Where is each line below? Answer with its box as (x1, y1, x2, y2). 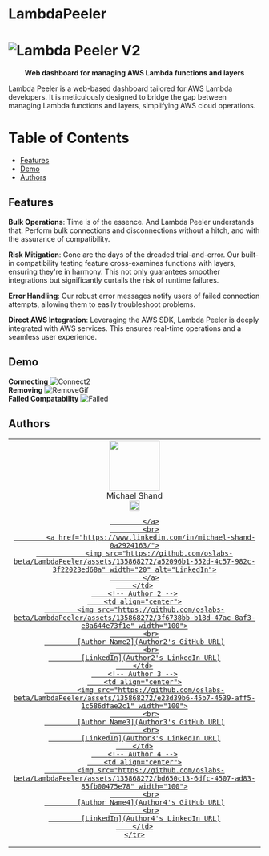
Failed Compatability (8, 393, 79, 403)
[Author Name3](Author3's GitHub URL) (77, 717, 226, 727)
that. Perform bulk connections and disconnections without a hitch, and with (8, 226, 260, 235)
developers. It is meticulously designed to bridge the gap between (8, 92, 227, 102)
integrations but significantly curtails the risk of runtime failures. (8, 275, 219, 285)
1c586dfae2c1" (81, 701, 134, 711)
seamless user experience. (8, 332, 98, 341)
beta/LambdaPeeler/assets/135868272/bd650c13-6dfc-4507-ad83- (13, 773, 256, 783)
